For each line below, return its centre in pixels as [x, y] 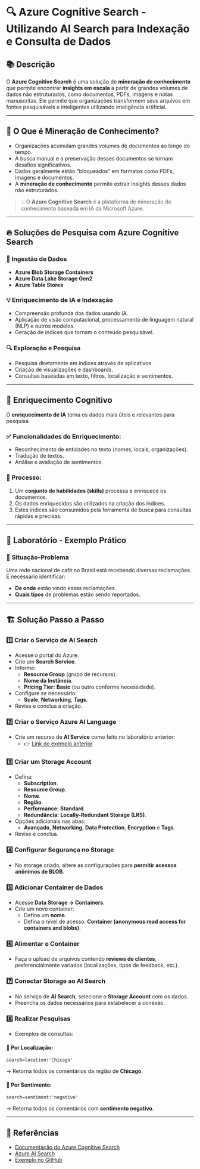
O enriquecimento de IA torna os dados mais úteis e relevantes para [90, 414]
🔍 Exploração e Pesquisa [43, 348]
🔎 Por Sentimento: [29, 1085]
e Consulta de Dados [59, 41]
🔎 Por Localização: [30, 1047]
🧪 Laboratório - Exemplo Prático [66, 540]
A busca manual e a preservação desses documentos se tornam [94, 158]
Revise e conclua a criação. [49, 706]
